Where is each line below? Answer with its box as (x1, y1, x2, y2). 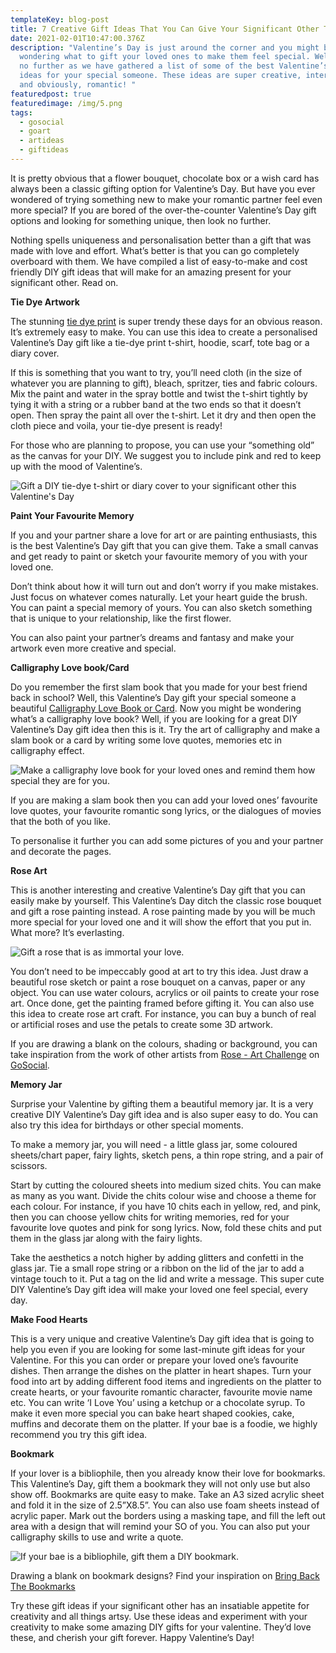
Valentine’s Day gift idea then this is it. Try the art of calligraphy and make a (10, 723, 321, 735)
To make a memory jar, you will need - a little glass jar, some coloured (10, 1138, 298, 1150)
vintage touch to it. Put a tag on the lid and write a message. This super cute (10, 1272, 325, 1285)
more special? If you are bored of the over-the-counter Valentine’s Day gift (10, 204, 317, 216)
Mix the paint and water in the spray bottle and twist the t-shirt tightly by (10, 387, 308, 400)
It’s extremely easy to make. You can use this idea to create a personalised (10, 326, 318, 338)
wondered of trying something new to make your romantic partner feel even (10, 193, 323, 205)
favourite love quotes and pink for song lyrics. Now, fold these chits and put (10, 1221, 322, 1233)
